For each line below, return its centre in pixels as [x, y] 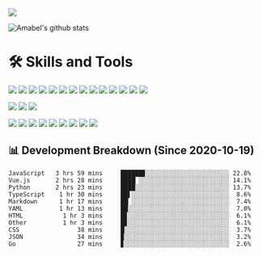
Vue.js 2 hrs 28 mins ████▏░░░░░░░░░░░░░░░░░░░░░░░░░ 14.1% [130, 180]
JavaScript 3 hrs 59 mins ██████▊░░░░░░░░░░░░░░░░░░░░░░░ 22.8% [130, 173]
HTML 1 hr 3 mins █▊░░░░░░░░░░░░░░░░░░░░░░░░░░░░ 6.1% [130, 216]
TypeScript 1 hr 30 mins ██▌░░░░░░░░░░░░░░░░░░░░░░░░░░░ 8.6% [130, 194]
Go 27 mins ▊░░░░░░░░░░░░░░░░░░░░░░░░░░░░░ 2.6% [130, 244]
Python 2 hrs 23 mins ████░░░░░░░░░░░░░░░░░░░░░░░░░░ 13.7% [130, 187]
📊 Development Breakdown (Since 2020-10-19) [131, 151]
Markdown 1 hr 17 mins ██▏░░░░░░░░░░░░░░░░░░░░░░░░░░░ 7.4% [130, 201]
